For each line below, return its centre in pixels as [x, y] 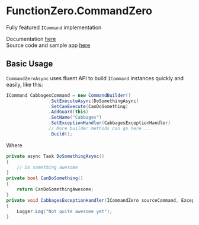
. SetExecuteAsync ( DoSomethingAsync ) [94, 101]
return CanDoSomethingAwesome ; [55, 189]
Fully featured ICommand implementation [54, 27]
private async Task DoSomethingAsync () [55, 156]
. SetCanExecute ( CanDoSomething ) [88, 106]
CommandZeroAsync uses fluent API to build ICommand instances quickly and [95, 78]
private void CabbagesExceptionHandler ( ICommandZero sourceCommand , [92, 200]
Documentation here [31, 39]
